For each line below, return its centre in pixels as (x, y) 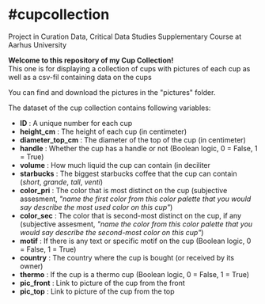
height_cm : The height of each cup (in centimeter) (103, 131)
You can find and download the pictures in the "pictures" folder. (112, 92)
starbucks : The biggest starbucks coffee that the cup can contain (128, 173)
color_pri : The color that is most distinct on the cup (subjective (123, 190)
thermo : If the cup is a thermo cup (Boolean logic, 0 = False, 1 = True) (134, 274)
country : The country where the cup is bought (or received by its (127, 257)
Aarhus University (38, 44)
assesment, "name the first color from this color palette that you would (135, 199)
